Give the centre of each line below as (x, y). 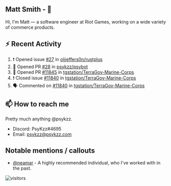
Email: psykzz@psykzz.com (42, 134)
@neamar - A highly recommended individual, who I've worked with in (87, 163)
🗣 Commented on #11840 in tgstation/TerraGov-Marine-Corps (79, 86)
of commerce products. (30, 27)
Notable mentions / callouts (50, 150)
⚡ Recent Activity (33, 44)
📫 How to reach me (37, 104)
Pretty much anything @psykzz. (39, 119)
